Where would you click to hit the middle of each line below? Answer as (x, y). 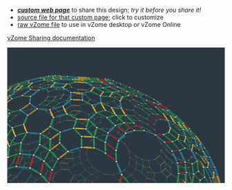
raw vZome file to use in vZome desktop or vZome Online (99, 24)
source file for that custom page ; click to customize (90, 17)
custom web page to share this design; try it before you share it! (109, 10)
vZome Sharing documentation (51, 38)
